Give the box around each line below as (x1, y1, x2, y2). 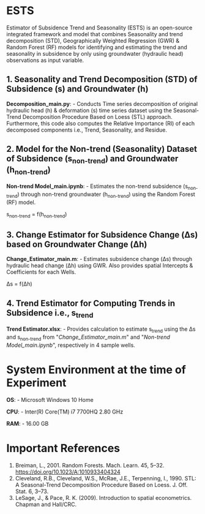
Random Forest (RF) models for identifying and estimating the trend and (6, 43, 188, 51)
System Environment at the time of (6, 363, 187, 377)
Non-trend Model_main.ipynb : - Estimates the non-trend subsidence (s (6, 182, 188, 190)
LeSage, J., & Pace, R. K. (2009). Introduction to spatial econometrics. (15, 494, 192, 501)
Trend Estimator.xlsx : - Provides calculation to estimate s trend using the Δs (6, 325, 196, 334)
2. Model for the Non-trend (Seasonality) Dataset (6, 144, 198, 154)
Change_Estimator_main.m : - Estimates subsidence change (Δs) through (6, 255, 193, 263)
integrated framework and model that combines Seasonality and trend (6, 30, 184, 37)
